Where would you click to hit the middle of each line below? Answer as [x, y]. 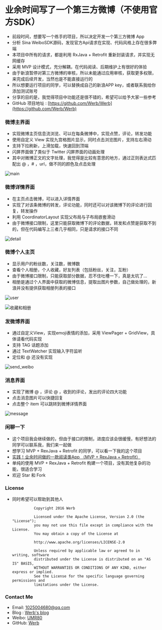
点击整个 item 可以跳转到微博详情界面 [49, 404]
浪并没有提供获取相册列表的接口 [44, 288]
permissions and [28, 580]
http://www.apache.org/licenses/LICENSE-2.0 [79, 542]
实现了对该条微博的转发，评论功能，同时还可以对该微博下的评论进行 [80, 205]
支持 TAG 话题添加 [30, 345]
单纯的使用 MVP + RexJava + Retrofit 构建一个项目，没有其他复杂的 [79, 463]
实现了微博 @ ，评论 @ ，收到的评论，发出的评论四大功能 [69, 392]
